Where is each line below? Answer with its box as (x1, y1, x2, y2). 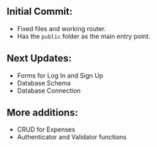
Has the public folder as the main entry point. (16, 32, 151, 40)
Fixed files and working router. (16, 24, 107, 33)
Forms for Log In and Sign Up (16, 71, 104, 80)
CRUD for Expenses (16, 125, 75, 134)
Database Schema (16, 78, 71, 87)
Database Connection (16, 86, 81, 95)
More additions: (6, 107, 79, 119)
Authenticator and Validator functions (16, 133, 127, 141)
